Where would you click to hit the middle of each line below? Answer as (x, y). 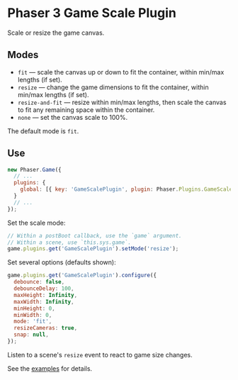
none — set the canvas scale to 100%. (73, 117)
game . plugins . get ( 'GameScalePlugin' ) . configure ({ (82, 275)
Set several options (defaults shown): (62, 262)
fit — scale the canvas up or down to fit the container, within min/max (121, 72)
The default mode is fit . (43, 131)
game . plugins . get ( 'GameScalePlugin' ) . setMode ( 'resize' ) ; (93, 249)
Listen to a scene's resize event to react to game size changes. (100, 354)
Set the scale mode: (36, 223)
